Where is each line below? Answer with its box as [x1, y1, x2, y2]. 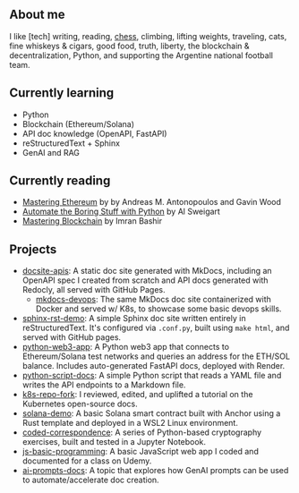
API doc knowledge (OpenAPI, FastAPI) [21, 128, 167, 139]
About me [9, 7, 65, 22]
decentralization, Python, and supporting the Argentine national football [9, 49, 273, 61]
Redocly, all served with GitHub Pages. [21, 285, 166, 295]
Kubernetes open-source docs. [21, 398, 139, 410]
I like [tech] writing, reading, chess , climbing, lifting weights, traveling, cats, [9, 30, 287, 41]
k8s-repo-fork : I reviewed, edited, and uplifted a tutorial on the [21, 389, 253, 400]
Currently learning [9, 85, 115, 101]
